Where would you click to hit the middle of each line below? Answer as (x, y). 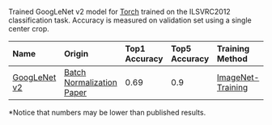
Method (233, 58)
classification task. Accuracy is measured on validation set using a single (130, 20)
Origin (76, 54)
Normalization (90, 82)
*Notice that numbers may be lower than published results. (107, 112)
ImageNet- (238, 77)
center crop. (29, 29)
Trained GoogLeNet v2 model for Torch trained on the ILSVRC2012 (119, 12)
